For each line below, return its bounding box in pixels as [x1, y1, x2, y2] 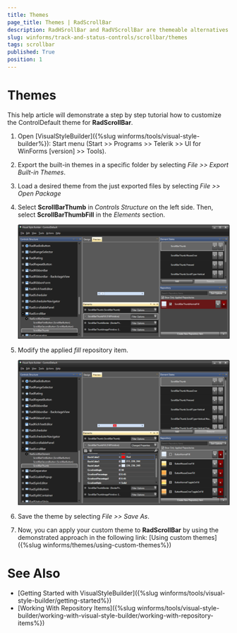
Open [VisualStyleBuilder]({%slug [17, 131, 116, 140]
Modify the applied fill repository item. [17, 346, 128, 354]
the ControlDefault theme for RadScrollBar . [7, 118, 133, 126]
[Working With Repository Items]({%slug [17, 603, 136, 612]
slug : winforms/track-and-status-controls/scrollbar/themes [7, 34, 188, 41]
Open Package [17, 189, 61, 198]
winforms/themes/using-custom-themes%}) [42, 541, 171, 549]
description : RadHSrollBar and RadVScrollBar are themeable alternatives [7, 26, 229, 33]
